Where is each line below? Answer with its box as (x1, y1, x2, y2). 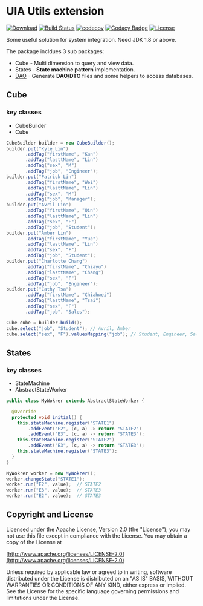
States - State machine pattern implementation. (14, 65, 135, 73)
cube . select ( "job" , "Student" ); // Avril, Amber (6, 325, 131, 331)
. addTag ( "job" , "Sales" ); (25, 309, 91, 315)
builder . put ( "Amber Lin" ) (6, 230, 71, 236)
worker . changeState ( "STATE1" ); (6, 476, 85, 482)
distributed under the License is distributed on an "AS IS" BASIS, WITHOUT (6, 575, 193, 582)
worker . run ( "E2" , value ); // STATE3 (6, 493, 101, 499)
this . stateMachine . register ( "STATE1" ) (17, 420, 115, 426)
